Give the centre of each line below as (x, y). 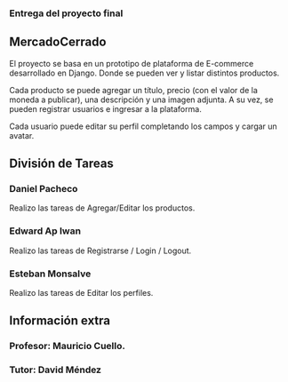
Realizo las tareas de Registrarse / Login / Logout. (100, 251)
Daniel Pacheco (44, 189)
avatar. (22, 135)
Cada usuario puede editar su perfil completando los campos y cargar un (143, 126)
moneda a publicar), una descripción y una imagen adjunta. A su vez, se (141, 99)
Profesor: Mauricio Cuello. (68, 346)
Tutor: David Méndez (56, 370)
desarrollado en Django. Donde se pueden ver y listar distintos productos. (144, 73)
